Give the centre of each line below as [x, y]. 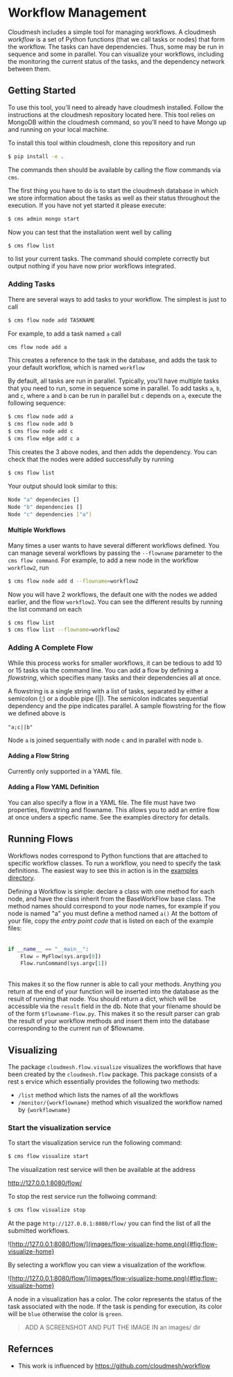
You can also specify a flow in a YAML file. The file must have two [102, 802]
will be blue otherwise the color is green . [66, 1314]
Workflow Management [77, 13]
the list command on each [45, 609]
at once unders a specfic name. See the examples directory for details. [109, 817]
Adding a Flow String [38, 756]
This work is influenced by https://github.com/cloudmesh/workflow [114, 1366]
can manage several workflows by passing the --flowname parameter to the [115, 553]
